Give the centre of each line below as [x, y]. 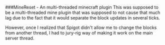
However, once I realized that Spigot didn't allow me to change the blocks [81, 27]
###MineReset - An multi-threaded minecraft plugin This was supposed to [82, 7]
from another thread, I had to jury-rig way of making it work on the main [79, 33]
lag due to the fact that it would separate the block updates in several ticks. [82, 18]
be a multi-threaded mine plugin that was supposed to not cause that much [83, 12]
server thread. [20, 38]
